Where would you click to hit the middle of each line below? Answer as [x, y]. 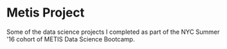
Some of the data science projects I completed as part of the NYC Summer [113, 32]
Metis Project [45, 13]
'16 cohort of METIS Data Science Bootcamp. [71, 39]
